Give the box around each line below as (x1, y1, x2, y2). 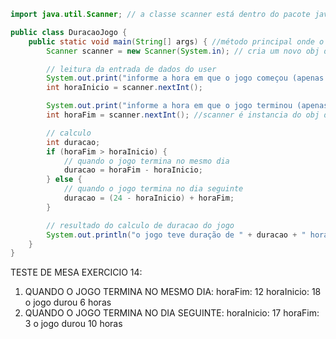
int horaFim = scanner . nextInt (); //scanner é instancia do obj (46, 110, 320, 120)
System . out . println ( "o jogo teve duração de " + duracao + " (46, 230, 307, 240)
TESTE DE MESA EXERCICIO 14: (10, 266, 143, 279)
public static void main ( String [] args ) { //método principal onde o (28, 36, 325, 47)
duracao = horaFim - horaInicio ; (63, 165, 203, 175)
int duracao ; (46, 137, 101, 147)
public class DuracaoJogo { (10, 27, 128, 37)
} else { (46, 175, 83, 185)
